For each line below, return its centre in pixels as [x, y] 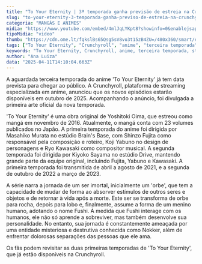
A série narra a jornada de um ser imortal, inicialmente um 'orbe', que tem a [100, 185]
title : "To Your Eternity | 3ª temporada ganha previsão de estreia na [98, 12]
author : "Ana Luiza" [32, 56]
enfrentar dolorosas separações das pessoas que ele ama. [79, 236]
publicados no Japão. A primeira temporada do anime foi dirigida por [92, 129]
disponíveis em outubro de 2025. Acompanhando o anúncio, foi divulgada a [100, 98]
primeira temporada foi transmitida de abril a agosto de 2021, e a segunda [98, 167]
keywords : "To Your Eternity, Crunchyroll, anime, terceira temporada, [98, 51]
